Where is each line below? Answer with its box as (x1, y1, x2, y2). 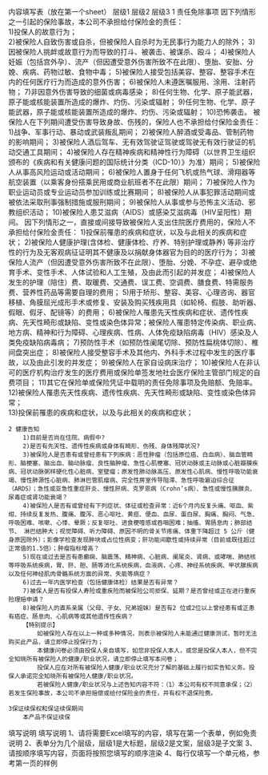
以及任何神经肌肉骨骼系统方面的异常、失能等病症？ (8, 570, 152, 578)
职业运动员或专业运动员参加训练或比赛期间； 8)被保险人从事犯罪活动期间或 (8, 188, 256, 196)
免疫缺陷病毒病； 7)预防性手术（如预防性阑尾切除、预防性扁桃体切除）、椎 (14, 337, 258, 347)
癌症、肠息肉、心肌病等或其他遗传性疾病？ (14, 612, 134, 620)
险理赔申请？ (8, 595, 45, 603)
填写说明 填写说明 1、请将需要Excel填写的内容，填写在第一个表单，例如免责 (8, 729, 258, 737)
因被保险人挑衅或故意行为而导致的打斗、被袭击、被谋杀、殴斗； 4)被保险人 (8, 47, 256, 56)
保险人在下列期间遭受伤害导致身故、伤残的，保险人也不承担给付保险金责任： (8, 117, 261, 127)
